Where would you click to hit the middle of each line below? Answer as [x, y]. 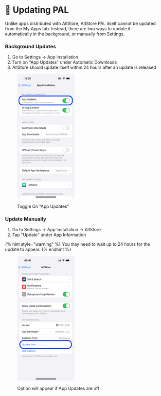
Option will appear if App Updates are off [58, 388]
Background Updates [31, 46]
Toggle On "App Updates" [43, 206]
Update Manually [26, 219]
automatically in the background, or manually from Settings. [65, 34]
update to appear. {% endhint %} [38, 249]
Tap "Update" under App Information [49, 235]
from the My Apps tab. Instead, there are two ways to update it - [69, 28]
